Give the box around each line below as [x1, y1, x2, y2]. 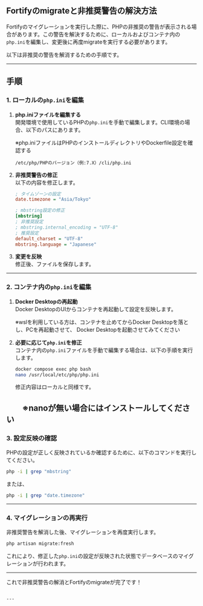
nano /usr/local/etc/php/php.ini [14, 372, 100, 378]
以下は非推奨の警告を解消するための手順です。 [6, 51, 123, 58]
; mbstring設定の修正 [14, 207, 65, 214]
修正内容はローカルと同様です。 [14, 383, 95, 391]
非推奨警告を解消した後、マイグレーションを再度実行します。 [6, 528, 159, 536]
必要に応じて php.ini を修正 [14, 338, 82, 346]
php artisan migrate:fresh [6, 540, 74, 547]
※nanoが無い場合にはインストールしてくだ [22, 403, 182, 413]
